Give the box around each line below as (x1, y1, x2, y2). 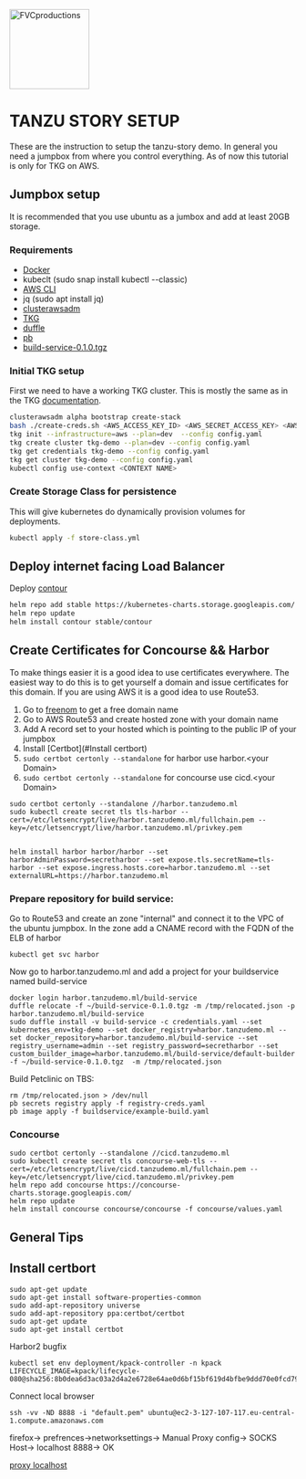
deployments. (9, 516, 61, 527)
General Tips (9, 1229, 84, 1245)
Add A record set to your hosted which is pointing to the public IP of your (22, 723, 297, 734)
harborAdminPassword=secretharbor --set (9, 855, 166, 865)
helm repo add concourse (9, 1180, 104, 1191)
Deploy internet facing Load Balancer (9, 559, 225, 574)
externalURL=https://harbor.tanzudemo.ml (9, 871, 169, 880)
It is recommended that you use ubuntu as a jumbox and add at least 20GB (9, 211, 290, 222)
